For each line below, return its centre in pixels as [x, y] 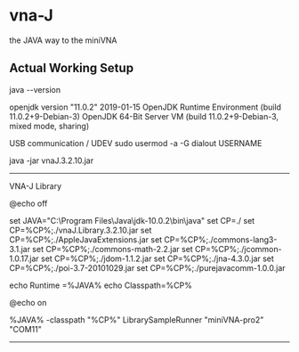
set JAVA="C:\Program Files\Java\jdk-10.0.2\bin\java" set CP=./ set [132, 220]
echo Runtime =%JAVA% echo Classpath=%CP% [101, 285]
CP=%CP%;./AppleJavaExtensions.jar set [86, 239]
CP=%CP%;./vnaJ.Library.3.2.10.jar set [81, 230]
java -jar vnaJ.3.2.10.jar [52, 160]
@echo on [28, 302]
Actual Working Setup [72, 68]
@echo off [28, 203]
